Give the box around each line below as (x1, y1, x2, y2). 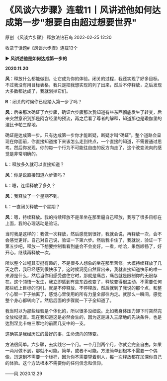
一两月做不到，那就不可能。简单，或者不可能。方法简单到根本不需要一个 (5, 347, 153, 353)
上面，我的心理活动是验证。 (5, 220, 62, 226)
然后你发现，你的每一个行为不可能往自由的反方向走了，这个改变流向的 (13, 145, 158, 151)
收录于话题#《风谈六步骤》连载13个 (5, 45, 78, 51)
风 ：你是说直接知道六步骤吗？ (5, 172, 66, 178)
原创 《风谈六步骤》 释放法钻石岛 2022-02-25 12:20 (5, 34, 112, 40)
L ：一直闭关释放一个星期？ (5, 203, 60, 209)
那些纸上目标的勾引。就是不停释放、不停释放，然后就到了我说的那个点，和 (5, 285, 158, 291)
